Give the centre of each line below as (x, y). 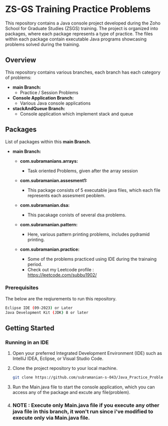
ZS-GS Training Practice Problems (78, 9)
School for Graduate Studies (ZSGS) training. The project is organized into (82, 28)
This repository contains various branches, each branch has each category (83, 72)
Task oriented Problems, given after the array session (82, 171)
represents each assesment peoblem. (66, 195)
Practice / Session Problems (49, 92)
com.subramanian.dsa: (45, 205)
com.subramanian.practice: (50, 249)
